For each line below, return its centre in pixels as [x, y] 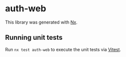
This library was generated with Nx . [41, 22]
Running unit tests [34, 38]
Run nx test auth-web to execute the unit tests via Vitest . [63, 49]
